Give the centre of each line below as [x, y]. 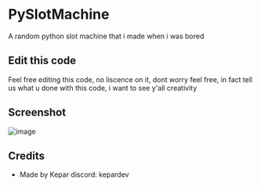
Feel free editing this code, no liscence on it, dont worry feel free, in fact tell [130, 79]
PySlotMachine [59, 14]
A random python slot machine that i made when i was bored [107, 36]
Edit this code [42, 61]
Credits [27, 155]
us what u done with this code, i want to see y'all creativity [103, 88]
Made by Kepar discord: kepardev [74, 174]
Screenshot [37, 112]
